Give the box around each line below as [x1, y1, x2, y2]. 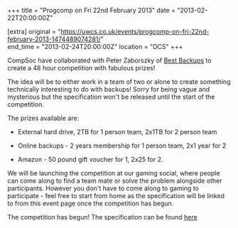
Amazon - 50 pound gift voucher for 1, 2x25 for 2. [17, 156, 163, 163]
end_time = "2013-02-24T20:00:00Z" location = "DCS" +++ [7, 43, 183, 50]
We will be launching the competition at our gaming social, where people [7, 169, 220, 177]
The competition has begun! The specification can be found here [7, 213, 198, 221]
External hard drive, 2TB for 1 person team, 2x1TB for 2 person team [17, 128, 217, 136]
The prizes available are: [7, 114, 80, 122]
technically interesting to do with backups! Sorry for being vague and [7, 85, 210, 93]
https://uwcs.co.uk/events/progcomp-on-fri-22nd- [60, 28, 210, 36]
